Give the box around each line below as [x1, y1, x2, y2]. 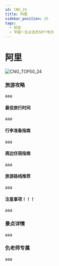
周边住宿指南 [5, 150, 30, 156]
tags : [5, 20, 16, 26]
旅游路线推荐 [5, 173, 30, 179]
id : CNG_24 [5, 7, 27, 12]
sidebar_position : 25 [5, 16, 49, 21]
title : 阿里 [5, 12, 28, 17]
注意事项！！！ [5, 196, 35, 202]
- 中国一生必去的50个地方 [9, 30, 54, 35]
